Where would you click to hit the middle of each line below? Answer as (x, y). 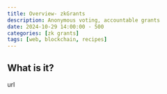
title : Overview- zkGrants (46, 14)
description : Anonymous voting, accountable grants (83, 20)
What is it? (31, 68)
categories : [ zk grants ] (43, 33)
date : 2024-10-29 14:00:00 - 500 (56, 26)
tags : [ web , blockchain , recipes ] (57, 40)
